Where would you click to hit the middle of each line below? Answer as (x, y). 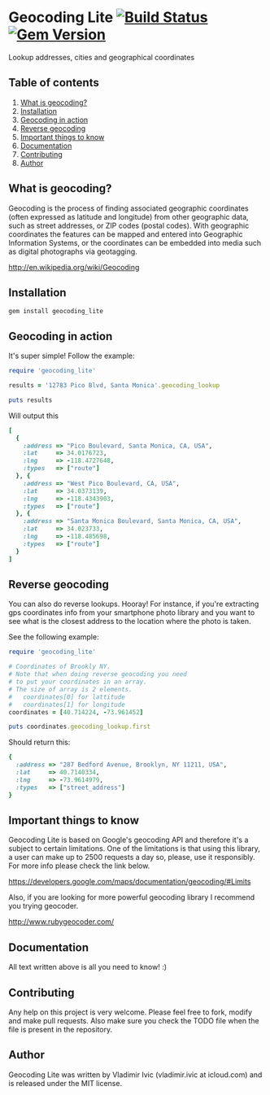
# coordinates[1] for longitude (67, 705)
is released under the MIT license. (65, 1083)
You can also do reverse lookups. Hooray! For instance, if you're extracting (134, 604)
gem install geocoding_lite (56, 312)
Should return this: (39, 742)
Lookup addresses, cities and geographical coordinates (102, 57)
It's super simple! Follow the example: (72, 356)
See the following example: (54, 637)
